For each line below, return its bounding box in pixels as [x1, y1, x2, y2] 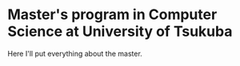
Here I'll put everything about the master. [7, 49, 143, 58]
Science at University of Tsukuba [7, 22, 233, 41]
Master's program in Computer [7, 6, 218, 24]
